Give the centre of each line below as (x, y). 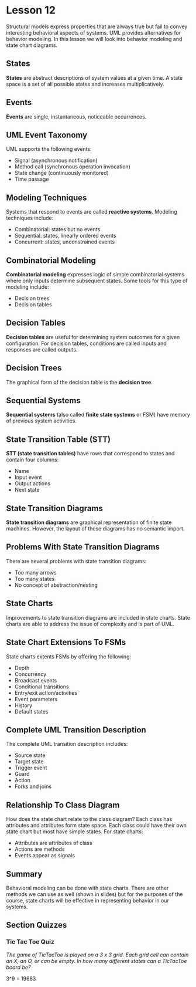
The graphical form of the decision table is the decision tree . (80, 382)
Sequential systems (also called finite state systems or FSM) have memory (98, 415)
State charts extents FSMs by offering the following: (69, 656)
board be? (18, 967)
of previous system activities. (42, 421)
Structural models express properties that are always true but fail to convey (97, 26)
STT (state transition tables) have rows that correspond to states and (90, 454)
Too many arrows (35, 572)
